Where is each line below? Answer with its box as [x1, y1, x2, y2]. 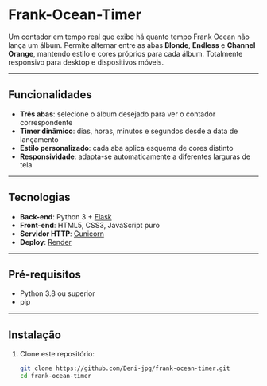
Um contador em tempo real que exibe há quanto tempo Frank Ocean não [8, 32, 250, 41]
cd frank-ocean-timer [19, 372, 91, 380]
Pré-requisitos [8, 267, 82, 281]
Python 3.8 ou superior [19, 289, 95, 298]
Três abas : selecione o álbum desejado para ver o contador [19, 109, 216, 119]
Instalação [8, 328, 62, 341]
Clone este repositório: [19, 349, 95, 359]
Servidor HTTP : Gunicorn [19, 229, 105, 238]
